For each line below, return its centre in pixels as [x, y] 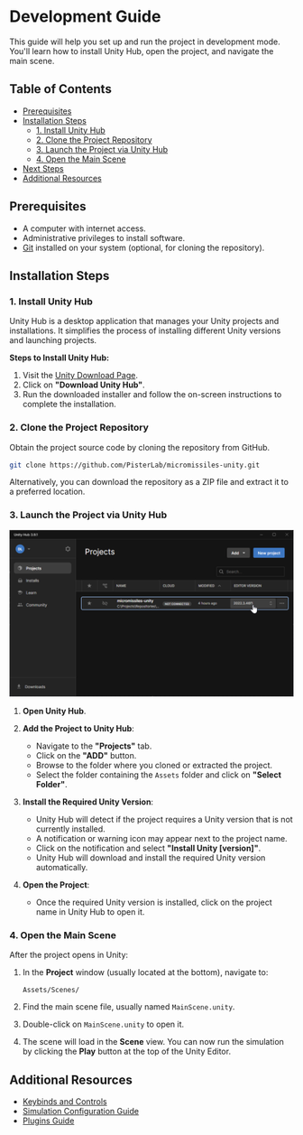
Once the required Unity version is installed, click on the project [154, 902]
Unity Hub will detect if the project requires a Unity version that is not [164, 820]
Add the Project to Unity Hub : [78, 729]
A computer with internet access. [84, 228]
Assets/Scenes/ [51, 991]
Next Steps [43, 168]
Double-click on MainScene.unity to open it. [103, 1024]
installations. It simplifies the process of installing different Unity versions [145, 330]
